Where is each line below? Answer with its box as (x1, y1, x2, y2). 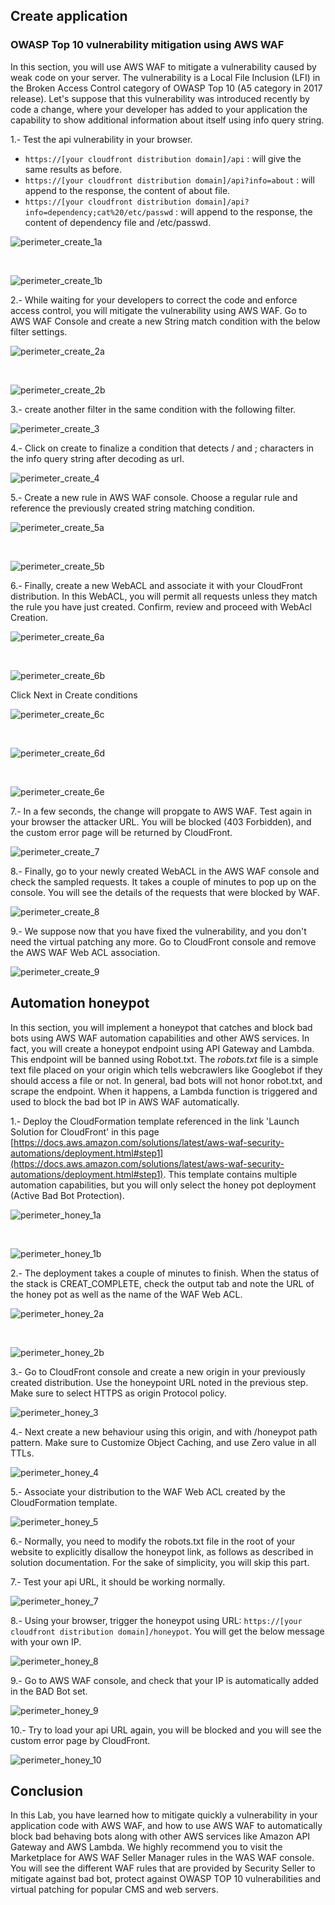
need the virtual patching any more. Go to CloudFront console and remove (10, 935, 317, 948)
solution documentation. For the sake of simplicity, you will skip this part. (10, 1556, 310, 1568)
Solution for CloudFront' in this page (10, 1125, 160, 1138)
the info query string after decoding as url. (10, 452, 185, 464)
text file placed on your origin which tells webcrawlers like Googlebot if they (10, 1064, 323, 1076)
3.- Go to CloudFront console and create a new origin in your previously (10, 1365, 306, 1378)
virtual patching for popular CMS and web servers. (10, 1884, 219, 1896)
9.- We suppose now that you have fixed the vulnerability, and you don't (10, 925, 307, 937)
